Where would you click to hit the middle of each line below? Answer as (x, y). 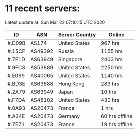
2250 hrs (112, 67)
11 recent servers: (43, 9)
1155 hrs (112, 51)
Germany (69, 116)
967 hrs (110, 43)
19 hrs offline (117, 124)
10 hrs (108, 92)
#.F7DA (17, 100)
